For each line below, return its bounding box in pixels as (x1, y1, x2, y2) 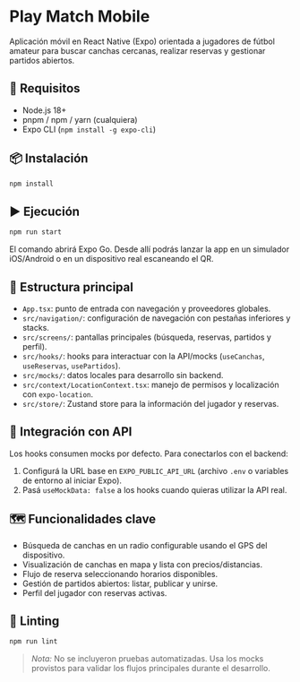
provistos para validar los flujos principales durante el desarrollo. (30, 663, 271, 674)
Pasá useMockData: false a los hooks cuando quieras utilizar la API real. (21, 484, 287, 495)
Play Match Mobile (9, 6, 150, 27)
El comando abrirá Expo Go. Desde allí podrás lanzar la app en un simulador (9, 244, 289, 255)
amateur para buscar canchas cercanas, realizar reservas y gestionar (9, 45, 266, 56)
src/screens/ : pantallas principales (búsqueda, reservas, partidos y (21, 332, 271, 342)
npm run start (9, 228, 63, 237)
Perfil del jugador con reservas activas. (21, 587, 167, 598)
